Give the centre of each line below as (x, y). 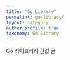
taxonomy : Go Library (33, 34)
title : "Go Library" (31, 11)
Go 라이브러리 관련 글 (31, 51)
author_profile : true (33, 28)
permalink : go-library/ (35, 17)
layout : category (27, 22)
